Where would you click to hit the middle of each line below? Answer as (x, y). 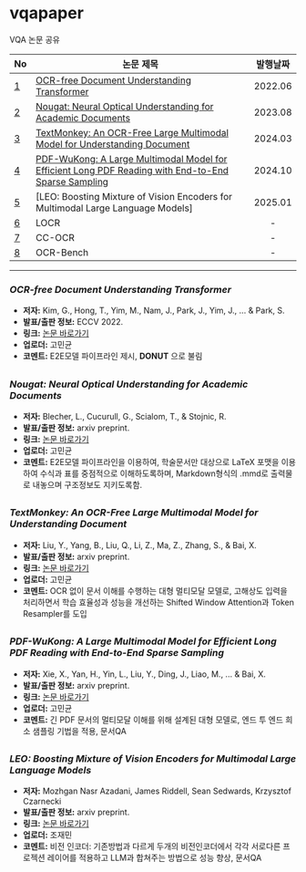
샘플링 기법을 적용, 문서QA (80, 731)
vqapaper (47, 13)
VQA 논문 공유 (35, 39)
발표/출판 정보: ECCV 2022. (73, 322)
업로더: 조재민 (47, 835)
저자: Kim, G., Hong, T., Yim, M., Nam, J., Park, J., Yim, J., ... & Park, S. (153, 311)
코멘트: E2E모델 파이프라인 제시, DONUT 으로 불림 (112, 356)
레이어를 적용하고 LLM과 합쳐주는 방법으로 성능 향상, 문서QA (154, 858)
